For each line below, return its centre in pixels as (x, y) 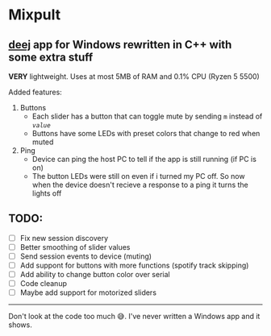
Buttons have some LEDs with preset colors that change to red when (146, 133)
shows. (20, 325)
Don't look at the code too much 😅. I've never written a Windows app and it (134, 317)
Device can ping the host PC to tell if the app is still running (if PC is (144, 159)
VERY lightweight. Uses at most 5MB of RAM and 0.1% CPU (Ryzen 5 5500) (134, 77)
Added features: (35, 92)
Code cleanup (43, 284)
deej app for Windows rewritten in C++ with (120, 45)
